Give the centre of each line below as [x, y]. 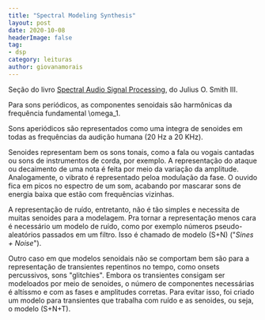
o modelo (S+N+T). [40, 308]
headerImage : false [40, 38]
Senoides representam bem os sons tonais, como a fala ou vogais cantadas [131, 152]
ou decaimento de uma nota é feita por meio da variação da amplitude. [124, 169]
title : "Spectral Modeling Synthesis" [72, 15]
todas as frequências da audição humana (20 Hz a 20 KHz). [106, 137]
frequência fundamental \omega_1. [64, 113]
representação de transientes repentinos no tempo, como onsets [114, 266]
